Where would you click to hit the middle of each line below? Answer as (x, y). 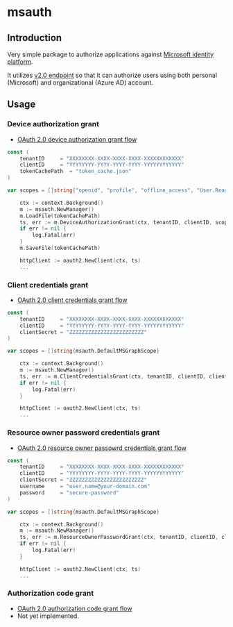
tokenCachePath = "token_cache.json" (76, 172)
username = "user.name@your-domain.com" (85, 487)
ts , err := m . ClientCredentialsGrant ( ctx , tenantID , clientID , (113, 376)
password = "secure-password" (69, 493)
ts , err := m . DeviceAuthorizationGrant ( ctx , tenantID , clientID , (116, 222)
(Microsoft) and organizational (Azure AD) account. (80, 83)
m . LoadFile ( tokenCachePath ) (60, 216)
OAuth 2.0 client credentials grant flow (72, 300)
